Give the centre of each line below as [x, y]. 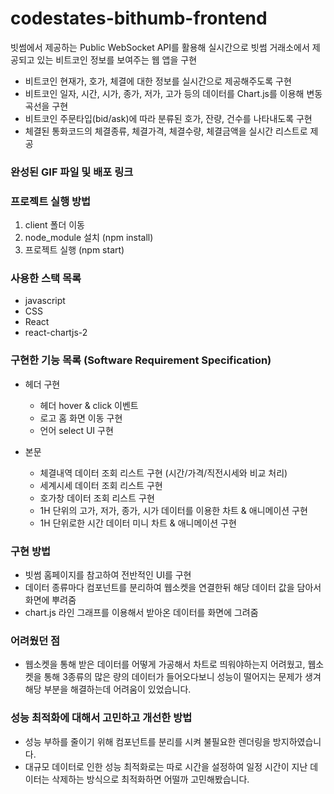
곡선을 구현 [46, 106]
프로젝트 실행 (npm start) [74, 250]
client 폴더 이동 [54, 225]
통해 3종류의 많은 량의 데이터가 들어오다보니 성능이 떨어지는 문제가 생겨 [182, 677]
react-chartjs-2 [56, 333]
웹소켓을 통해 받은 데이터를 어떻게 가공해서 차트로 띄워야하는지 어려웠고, [165, 664]
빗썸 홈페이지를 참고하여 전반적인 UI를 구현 [108, 575]
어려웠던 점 [35, 640]
